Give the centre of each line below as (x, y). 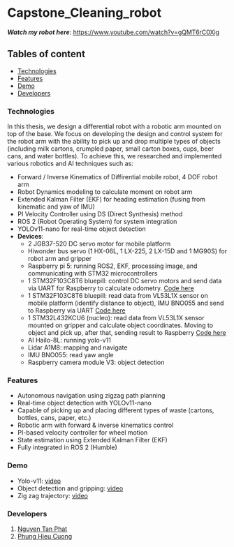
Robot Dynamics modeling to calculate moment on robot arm (105, 192)
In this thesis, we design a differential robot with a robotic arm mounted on (114, 126)
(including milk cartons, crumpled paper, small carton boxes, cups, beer (111, 149)
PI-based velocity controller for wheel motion (82, 433)
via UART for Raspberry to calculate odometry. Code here (111, 288)
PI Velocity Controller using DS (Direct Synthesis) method (100, 214)
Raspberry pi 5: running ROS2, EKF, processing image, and (112, 266)
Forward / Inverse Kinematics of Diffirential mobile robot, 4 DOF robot (117, 177)
